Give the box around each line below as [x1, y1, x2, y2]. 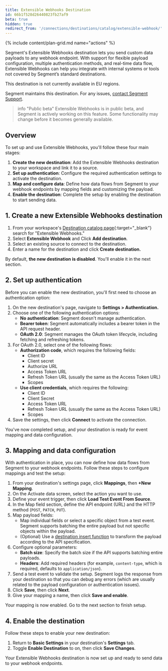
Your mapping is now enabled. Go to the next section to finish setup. [5, 602, 147, 608]
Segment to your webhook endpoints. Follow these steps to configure [5, 465, 149, 471]
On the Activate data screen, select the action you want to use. [12, 491, 143, 497]
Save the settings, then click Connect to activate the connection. [12, 416, 147, 423]
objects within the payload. [20, 528, 76, 534]
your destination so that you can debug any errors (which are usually [12, 576, 155, 582]
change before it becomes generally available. [17, 116, 113, 122]
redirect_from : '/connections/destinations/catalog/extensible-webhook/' [5, 26, 163, 31]
